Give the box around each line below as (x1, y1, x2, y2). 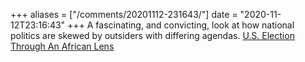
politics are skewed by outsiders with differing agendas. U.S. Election (10, 30, 295, 41)
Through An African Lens (10, 40, 115, 52)
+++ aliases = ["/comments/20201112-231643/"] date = (10, 9, 238, 20)
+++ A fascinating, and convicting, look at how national (67, 19, 295, 31)
